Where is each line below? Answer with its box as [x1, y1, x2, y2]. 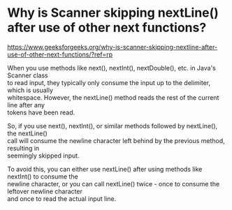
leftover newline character [7, 187, 82, 195]
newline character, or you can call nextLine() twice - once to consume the [7, 179, 220, 188]
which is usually [7, 86, 54, 94]
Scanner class [7, 71, 48, 80]
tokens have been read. [7, 108, 75, 117]
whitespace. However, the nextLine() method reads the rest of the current [7, 93, 219, 102]
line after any [7, 100, 45, 109]
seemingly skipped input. [7, 151, 80, 160]
